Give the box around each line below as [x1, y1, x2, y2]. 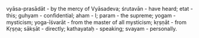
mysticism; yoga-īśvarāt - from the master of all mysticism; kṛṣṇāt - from [6, 19, 187, 26]
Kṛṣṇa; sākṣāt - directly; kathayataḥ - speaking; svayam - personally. [6, 25, 177, 32]
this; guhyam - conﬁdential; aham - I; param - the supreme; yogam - [6, 12, 176, 19]
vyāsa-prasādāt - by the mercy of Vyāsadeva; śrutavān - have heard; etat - [6, 5, 193, 12]
